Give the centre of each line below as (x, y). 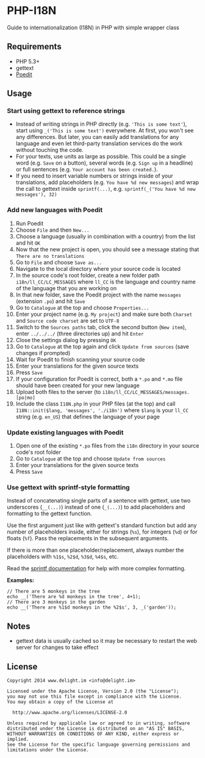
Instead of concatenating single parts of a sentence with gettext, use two (99, 501)
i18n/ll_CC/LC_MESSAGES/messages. (146, 392)
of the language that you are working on (66, 288)
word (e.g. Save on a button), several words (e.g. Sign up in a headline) (104, 163)
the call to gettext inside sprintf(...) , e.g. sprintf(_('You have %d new (106, 189)
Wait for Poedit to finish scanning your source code (80, 359)
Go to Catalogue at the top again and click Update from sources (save (103, 346)
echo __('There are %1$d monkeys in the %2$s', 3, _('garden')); (92, 607)
